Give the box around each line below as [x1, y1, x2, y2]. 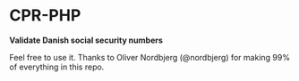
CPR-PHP [9, 5, 81, 26]
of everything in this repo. [9, 61, 105, 72]
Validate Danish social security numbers [9, 35, 164, 45]
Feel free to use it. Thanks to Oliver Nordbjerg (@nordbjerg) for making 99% [9, 52, 291, 62]
